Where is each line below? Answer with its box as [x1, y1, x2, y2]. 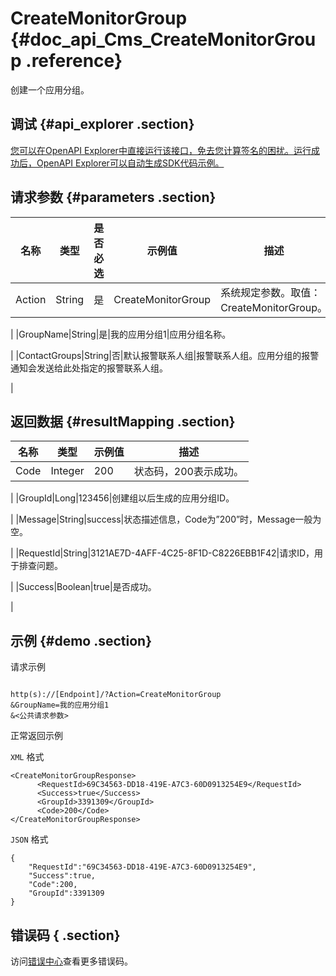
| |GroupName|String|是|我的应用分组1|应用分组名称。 [10, 328, 232, 340]
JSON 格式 [10, 833, 49, 846]
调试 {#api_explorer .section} [10, 116, 195, 133]
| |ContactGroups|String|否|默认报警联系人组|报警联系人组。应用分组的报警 [10, 349, 320, 361]
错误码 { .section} [10, 927, 121, 944]
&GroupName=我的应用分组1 [10, 700, 110, 711]
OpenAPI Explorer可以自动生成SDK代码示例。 [36, 157, 225, 169]
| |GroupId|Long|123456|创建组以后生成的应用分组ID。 [10, 492, 235, 504]
